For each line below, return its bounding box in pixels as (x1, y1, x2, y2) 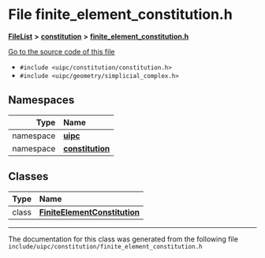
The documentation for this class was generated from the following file (8, 234, 239, 244)
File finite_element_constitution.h (8, 6, 233, 24)
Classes (8, 170, 49, 183)
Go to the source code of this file (8, 47, 115, 56)
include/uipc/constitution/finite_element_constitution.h (8, 242, 203, 250)
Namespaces (8, 93, 75, 107)
